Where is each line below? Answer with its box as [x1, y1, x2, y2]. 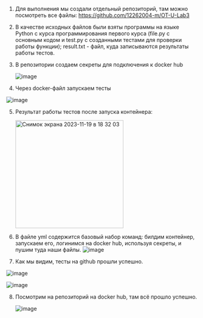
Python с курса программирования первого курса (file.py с [15, 30, 170, 37]
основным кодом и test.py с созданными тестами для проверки [15, 36, 182, 43]
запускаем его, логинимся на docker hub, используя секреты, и [15, 240, 182, 247]
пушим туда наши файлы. [15, 246, 81, 253]
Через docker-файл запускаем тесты [15, 85, 111, 92]
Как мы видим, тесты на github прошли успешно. [15, 258, 143, 265]
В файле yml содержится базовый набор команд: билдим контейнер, [15, 233, 195, 240]
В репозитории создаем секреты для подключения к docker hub [15, 61, 184, 68]
